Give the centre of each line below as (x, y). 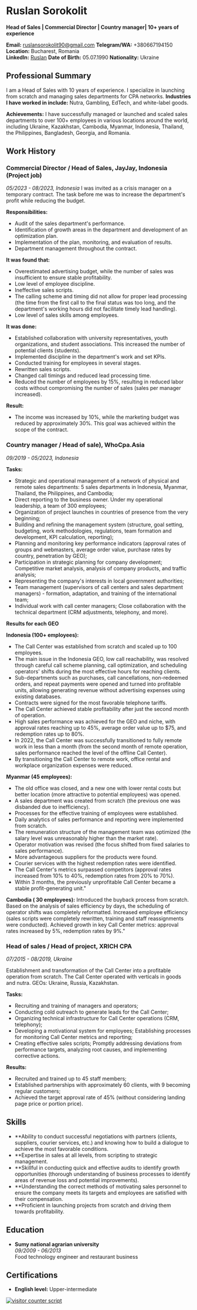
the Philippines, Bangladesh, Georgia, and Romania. (68, 133)
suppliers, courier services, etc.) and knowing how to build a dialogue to (102, 1142)
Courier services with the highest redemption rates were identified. (96, 863)
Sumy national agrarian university (57, 1244)
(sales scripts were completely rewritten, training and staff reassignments (95, 918)
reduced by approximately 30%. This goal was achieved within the (95, 424)
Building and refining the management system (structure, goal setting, (99, 524)
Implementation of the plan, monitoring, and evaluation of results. (94, 242)
